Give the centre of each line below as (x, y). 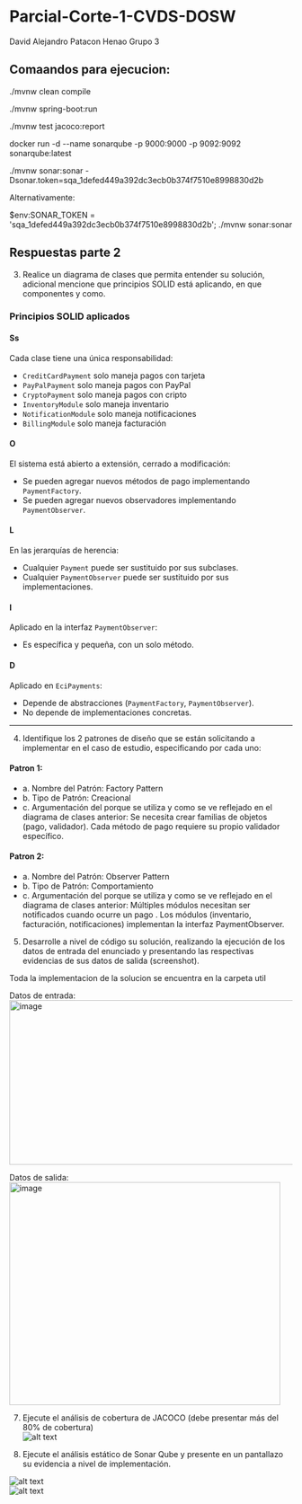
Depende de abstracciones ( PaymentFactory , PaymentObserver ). (138, 703)
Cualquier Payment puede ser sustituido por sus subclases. (130, 568)
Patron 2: (27, 856)
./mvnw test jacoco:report (57, 126)
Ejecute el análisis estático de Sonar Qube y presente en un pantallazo (153, 1454)
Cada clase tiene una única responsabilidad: (91, 358)
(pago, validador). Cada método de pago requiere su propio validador (151, 826)
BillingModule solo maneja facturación (94, 423)
